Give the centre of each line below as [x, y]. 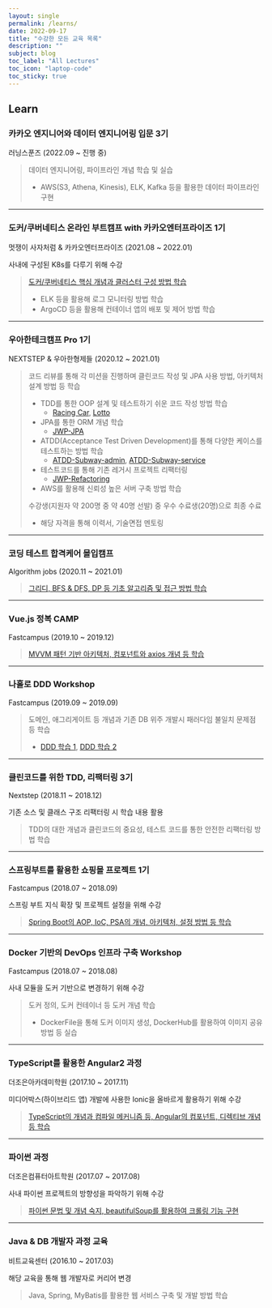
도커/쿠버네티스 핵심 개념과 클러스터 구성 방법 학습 [107, 281]
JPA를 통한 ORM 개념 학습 [82, 421]
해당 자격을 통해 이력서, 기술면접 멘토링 [102, 523]
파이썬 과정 [29, 1157]
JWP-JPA [68, 431]
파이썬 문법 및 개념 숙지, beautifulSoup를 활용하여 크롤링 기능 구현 [133, 1211]
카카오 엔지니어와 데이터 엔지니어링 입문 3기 [88, 133]
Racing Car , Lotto [81, 412]
